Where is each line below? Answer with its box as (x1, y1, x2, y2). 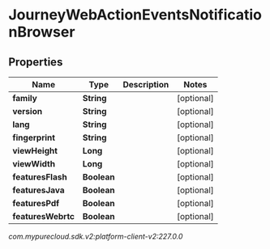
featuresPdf (12, 198, 60, 209)
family (12, 93, 38, 103)
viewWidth (12, 158, 55, 169)
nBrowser (8, 23, 75, 41)
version (12, 106, 43, 116)
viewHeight (12, 146, 58, 156)
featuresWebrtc (12, 211, 75, 222)
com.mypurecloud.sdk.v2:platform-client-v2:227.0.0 (8, 232, 183, 241)
